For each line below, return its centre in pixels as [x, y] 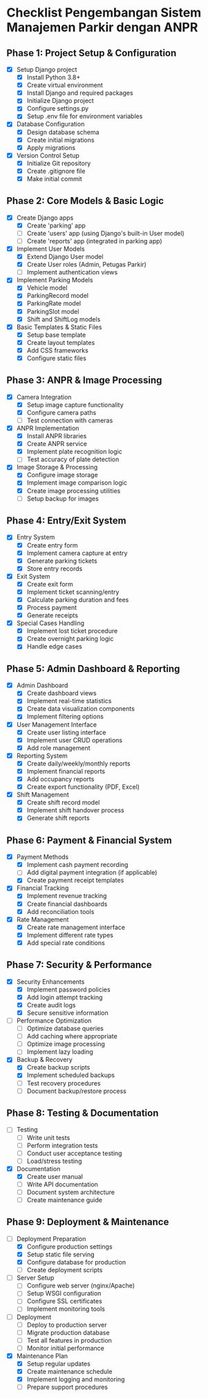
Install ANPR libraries [57, 436]
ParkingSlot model [53, 311]
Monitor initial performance [65, 1348]
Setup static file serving [60, 1254]
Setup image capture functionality [75, 404]
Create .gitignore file [56, 171]
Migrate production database [68, 1332]
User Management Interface [57, 725]
